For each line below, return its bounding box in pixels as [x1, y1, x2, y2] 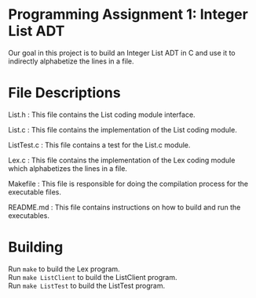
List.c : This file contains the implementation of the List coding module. [8, 125, 237, 134]
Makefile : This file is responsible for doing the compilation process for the [8, 179, 249, 188]
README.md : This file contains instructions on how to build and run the [8, 202, 241, 212]
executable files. [8, 187, 61, 197]
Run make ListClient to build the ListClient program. [8, 272, 177, 282]
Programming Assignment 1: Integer [8, 5, 249, 24]
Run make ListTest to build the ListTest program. [8, 281, 166, 290]
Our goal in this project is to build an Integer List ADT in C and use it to [8, 48, 236, 57]
